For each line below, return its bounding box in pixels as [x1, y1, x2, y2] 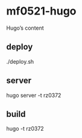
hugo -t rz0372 [6, 125, 44, 133]
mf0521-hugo [6, 4, 77, 18]
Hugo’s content [6, 24, 44, 31]
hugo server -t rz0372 [6, 91, 61, 99]
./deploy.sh [6, 57, 34, 65]
